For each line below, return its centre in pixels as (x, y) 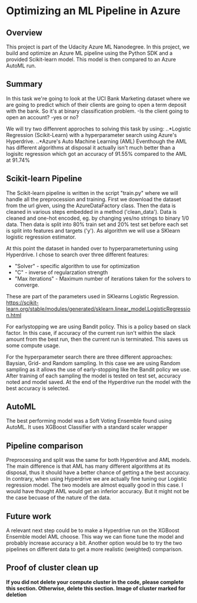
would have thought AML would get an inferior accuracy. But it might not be (98, 491)
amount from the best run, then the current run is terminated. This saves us (97, 339)
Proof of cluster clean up (52, 568)
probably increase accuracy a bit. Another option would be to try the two (94, 543)
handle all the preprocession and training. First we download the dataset (94, 199)
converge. (27, 285)
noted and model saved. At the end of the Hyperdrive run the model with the (98, 382)
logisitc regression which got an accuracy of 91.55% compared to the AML (96, 154)
